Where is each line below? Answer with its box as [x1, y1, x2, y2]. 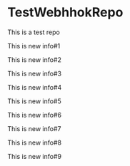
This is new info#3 [7, 69, 62, 78]
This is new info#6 [7, 110, 62, 119]
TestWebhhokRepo [7, 4, 124, 21]
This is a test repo [7, 28, 61, 36]
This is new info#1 [7, 41, 61, 50]
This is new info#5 [7, 97, 62, 105]
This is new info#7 [7, 124, 61, 133]
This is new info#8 [7, 138, 62, 147]
